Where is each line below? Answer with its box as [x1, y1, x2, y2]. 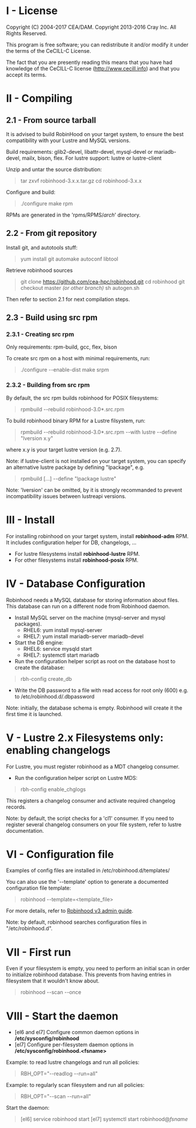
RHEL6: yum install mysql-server [23, 626, 102, 633]
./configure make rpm [20, 200, 73, 207]
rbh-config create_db [20, 675, 72, 682]
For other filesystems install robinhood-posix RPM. [14, 556, 139, 563]
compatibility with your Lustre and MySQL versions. [6, 137, 130, 144]
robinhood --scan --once [20, 989, 82, 996]
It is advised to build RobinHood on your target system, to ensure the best [6, 130, 184, 137]
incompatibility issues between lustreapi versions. [6, 492, 127, 499]
